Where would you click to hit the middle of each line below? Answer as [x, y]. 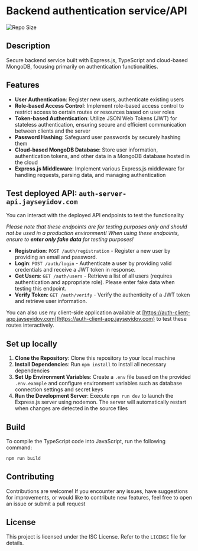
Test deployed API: [42, 193]
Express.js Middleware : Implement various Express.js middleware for [100, 168]
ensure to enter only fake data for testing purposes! [70, 239]
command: [19, 447]
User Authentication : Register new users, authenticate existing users [99, 99]
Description [28, 46]
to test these [172, 319]
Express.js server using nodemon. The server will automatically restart [100, 402]
